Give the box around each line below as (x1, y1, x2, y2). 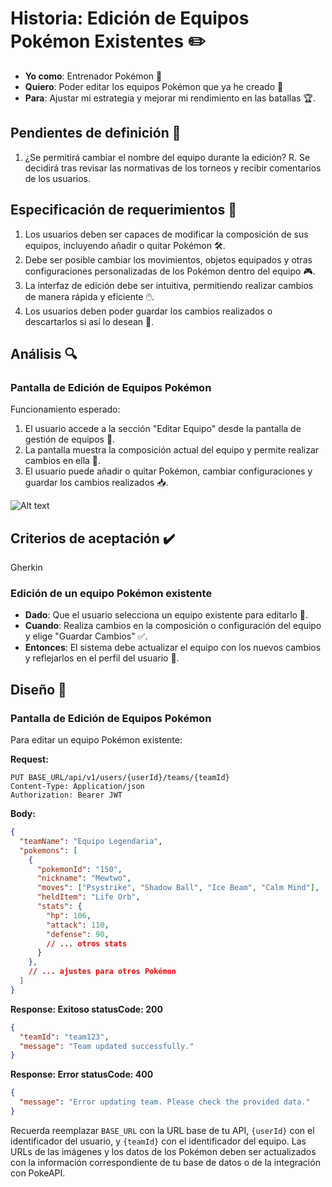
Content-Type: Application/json (10, 782, 145, 792)
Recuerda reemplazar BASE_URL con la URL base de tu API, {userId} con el (10, 1124, 315, 1136)
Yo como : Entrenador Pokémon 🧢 (24, 70, 163, 82)
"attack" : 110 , (46, 920, 110, 930)
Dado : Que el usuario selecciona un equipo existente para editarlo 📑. (24, 609, 309, 621)
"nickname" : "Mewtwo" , (36, 873, 132, 884)
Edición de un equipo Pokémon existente (10, 586, 213, 600)
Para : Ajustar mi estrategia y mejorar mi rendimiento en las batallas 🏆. (24, 92, 316, 104)
